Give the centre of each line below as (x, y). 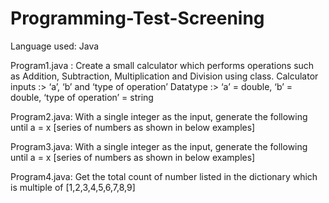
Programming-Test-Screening (137, 18)
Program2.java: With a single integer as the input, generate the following (159, 116)
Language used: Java (55, 46)
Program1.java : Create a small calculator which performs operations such (162, 65)
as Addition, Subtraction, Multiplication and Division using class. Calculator (164, 76)
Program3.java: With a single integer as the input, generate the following (159, 146)
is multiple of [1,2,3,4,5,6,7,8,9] (73, 187)
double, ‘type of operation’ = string (82, 97)
